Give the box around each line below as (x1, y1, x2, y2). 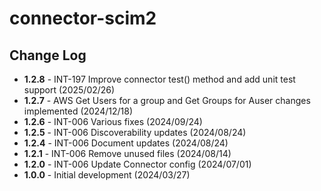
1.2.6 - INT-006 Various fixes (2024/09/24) (23, 116, 203, 127)
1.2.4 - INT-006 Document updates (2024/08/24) (23, 137, 229, 149)
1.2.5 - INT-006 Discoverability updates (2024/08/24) (23, 127, 247, 138)
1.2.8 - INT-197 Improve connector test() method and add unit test (23, 73, 296, 85)
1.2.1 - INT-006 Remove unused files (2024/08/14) (23, 148, 232, 159)
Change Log (9, 47, 87, 64)
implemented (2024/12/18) (23, 105, 134, 117)
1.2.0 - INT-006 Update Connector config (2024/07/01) (23, 158, 252, 170)
